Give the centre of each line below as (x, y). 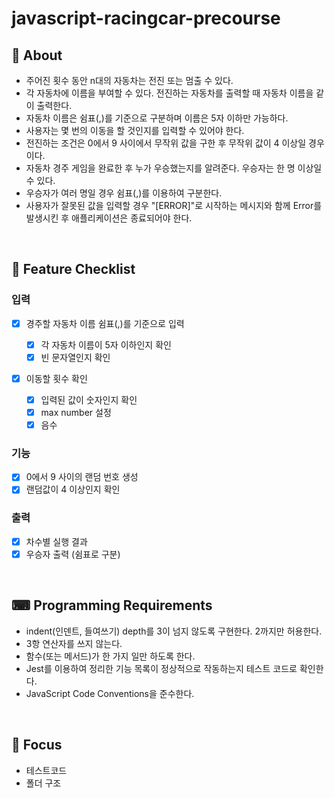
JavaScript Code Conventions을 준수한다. (110, 693)
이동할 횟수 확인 (56, 378)
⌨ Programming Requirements (112, 605)
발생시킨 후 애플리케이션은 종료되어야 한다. (109, 218)
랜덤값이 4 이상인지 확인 (73, 489)
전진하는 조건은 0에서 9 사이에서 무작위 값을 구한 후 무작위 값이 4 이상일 (166, 143)
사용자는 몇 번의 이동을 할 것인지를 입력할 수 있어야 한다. (135, 130)
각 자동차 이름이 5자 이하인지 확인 (106, 344)
